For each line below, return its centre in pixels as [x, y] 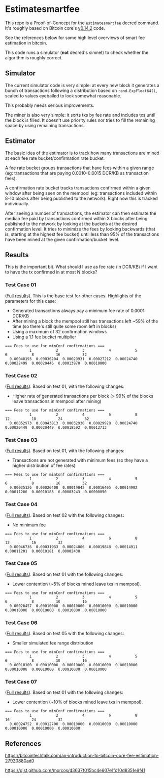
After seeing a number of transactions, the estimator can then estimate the [81, 213]
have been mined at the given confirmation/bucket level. [62, 239]
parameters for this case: [31, 301]
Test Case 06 [21, 623]
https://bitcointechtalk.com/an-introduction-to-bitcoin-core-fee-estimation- [82, 756]
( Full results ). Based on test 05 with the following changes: [65, 634]
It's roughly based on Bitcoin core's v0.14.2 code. [55, 28]
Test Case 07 [21, 682]
